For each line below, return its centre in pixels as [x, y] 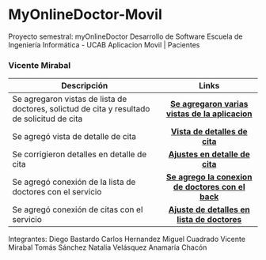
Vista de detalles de [209, 132]
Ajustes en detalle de [209, 154]
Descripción [84, 86]
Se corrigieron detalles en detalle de [80, 154]
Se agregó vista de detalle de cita [74, 137]
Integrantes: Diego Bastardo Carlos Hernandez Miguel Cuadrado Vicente [127, 239]
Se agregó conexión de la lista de [74, 182]
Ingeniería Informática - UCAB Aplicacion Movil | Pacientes [104, 44]
